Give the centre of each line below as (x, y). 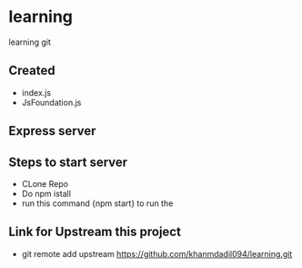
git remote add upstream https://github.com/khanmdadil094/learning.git (157, 253)
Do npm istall (46, 193)
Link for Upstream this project (95, 232)
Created (32, 71)
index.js (36, 92)
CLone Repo (45, 183)
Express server (52, 131)
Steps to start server (68, 162)
